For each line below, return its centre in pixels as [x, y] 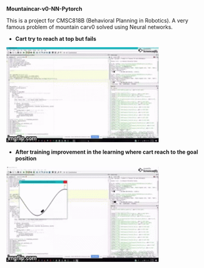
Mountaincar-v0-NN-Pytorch [44, 9]
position [26, 158]
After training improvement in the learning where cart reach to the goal [107, 152]
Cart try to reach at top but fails [55, 39]
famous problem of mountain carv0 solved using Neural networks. [90, 27]
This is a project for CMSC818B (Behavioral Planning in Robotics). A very [97, 20]
